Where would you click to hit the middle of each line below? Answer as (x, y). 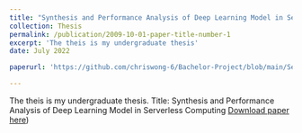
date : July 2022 (40, 51)
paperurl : (28, 67)
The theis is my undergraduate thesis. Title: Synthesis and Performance (142, 101)
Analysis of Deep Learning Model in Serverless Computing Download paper (149, 110)
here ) (19, 120)
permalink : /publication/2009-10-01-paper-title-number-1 (120, 34)
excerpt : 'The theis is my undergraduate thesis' (104, 43)
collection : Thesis (46, 26)
